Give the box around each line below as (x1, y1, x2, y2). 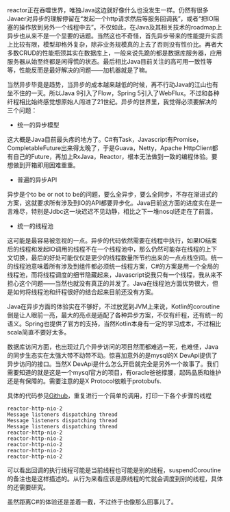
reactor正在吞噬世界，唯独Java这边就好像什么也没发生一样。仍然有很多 (7, 6, 209, 14)
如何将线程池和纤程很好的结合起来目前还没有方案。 (12, 288, 157, 296)
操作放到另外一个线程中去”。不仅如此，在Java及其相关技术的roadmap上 (18, 23, 222, 31)
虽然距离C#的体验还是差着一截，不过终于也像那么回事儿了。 (7, 498, 178, 506)
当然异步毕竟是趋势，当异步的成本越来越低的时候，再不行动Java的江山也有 (7, 81, 219, 88)
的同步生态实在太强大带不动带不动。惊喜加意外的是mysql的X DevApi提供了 (7, 352, 218, 359)
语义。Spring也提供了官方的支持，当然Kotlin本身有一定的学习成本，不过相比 (7, 319, 222, 328)
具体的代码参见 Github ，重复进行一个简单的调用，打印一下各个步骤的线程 (7, 391, 212, 400)
